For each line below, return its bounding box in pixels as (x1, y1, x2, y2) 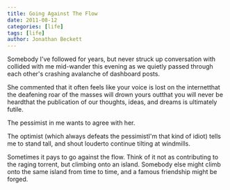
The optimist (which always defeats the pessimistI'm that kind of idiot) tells (7, 132, 221, 141)
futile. (7, 105, 24, 114)
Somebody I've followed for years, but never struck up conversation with (7, 55, 216, 63)
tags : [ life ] (7, 29, 45, 37)
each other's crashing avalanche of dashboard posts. (7, 70, 161, 78)
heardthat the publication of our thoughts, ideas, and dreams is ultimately (7, 98, 217, 106)
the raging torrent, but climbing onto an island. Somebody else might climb (7, 160, 221, 169)
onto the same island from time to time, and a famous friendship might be (7, 168, 217, 176)
